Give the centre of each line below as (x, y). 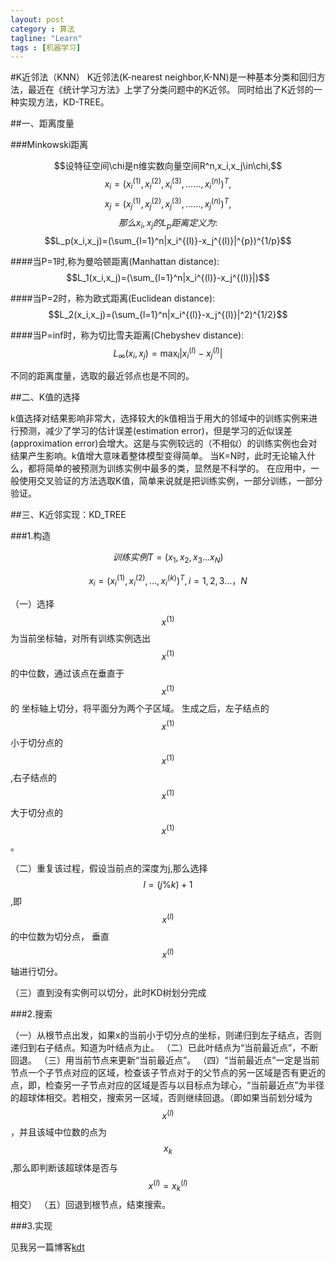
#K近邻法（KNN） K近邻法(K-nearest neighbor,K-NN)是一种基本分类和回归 (163, 77)
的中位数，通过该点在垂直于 (67, 673)
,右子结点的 (34, 777)
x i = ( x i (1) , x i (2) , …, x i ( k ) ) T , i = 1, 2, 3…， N (168, 581)
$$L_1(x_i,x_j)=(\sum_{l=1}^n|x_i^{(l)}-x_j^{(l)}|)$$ (168, 277)
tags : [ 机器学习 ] (46, 47)
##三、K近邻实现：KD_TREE (68, 515)
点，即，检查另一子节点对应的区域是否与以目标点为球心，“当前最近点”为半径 (167, 1085)
